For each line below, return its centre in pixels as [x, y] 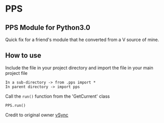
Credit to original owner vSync [37, 115]
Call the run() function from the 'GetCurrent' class [58, 96]
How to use [23, 55]
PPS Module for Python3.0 [48, 28]
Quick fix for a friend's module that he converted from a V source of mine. [82, 39]
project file [16, 73]
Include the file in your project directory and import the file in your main [79, 68]
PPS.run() [16, 105]
